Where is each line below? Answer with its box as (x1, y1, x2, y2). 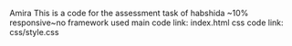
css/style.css (9, 27, 59, 37)
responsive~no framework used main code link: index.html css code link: (9, 17, 285, 28)
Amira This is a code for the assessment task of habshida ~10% (9, 8, 249, 18)
